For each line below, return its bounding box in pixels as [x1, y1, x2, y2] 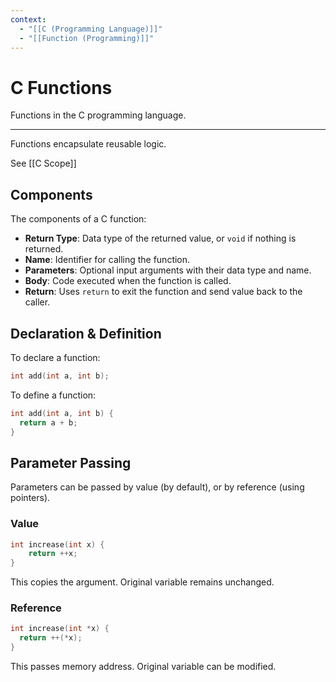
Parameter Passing [10, 454, 132, 471]
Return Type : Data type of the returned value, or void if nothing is [24, 232, 297, 245]
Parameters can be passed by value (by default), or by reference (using [10, 481, 305, 493]
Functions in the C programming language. [10, 109, 187, 121]
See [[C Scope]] [10, 157, 77, 170]
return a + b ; [19, 417, 78, 428]
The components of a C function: [10, 213, 147, 225]
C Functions [10, 76, 113, 99]
